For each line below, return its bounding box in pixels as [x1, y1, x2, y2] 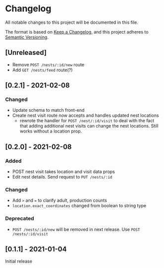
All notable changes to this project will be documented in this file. [5, 19, 139, 25]
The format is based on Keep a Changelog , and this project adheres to [5, 29, 149, 35]
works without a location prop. [19, 128, 82, 134]
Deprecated [5, 215, 35, 222]
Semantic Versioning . [5, 34, 49, 40]
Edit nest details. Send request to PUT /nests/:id [12, 174, 112, 180]
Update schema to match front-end [12, 107, 85, 113]
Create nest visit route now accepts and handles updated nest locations [12, 112, 160, 119]
